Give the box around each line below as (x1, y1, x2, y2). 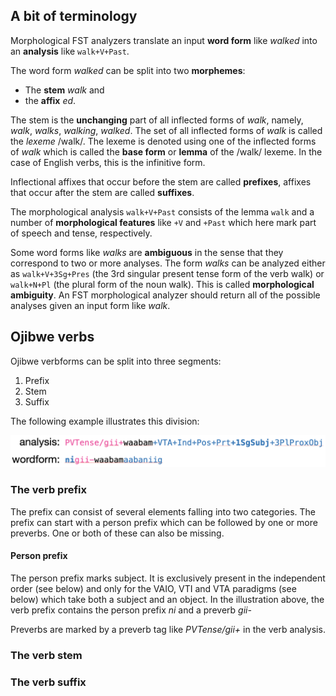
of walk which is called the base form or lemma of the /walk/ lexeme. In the (10, 145, 323, 158)
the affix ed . (24, 94, 77, 106)
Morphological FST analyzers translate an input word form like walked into (10, 34, 318, 46)
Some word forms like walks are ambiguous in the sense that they (10, 246, 284, 258)
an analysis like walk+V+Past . (10, 45, 130, 57)
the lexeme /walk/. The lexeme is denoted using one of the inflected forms (10, 135, 317, 147)
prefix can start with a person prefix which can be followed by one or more (10, 516, 318, 528)
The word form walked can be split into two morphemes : (10, 64, 246, 76)
